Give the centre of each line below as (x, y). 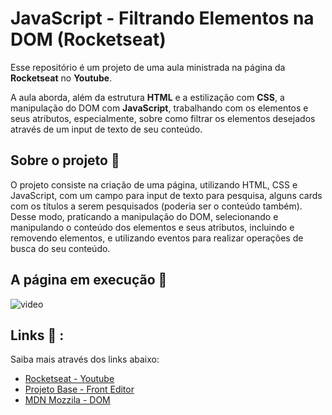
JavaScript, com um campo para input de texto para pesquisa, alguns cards (166, 195)
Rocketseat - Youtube (69, 379)
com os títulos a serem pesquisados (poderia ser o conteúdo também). (156, 206)
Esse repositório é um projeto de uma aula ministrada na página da (148, 67)
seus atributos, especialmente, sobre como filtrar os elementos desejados (163, 118)
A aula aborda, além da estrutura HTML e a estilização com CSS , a (147, 97)
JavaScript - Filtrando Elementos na (162, 18)
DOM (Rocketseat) (88, 39)
